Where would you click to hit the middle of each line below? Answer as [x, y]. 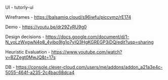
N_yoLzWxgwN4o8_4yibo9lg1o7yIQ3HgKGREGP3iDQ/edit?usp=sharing [79, 42]
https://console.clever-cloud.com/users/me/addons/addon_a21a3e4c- [89, 67]
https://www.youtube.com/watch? [87, 52]
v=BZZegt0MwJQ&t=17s [30, 57]
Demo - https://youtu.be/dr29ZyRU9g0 [46, 27]
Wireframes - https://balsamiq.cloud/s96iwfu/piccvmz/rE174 [68, 17]
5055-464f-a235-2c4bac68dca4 [40, 72]
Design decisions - [25, 37]
